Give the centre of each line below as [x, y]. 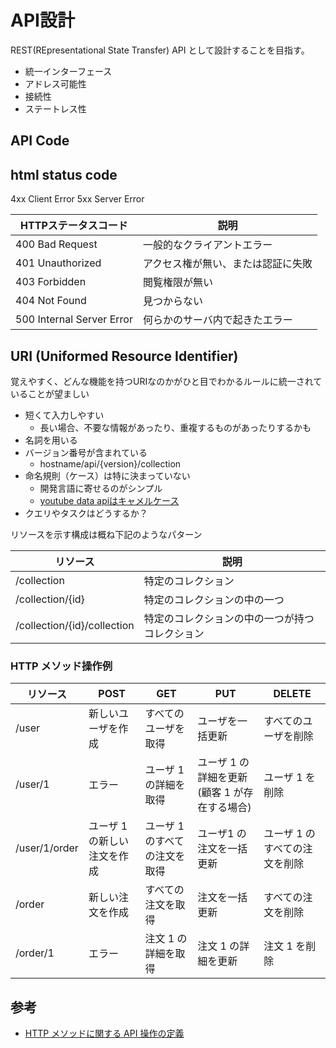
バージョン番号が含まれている [86, 452]
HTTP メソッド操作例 [61, 666]
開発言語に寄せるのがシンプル [101, 488]
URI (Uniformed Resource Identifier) [124, 356]
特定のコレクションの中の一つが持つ [229, 618]
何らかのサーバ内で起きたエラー [217, 320]
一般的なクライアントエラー [207, 245]
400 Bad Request [56, 244]
